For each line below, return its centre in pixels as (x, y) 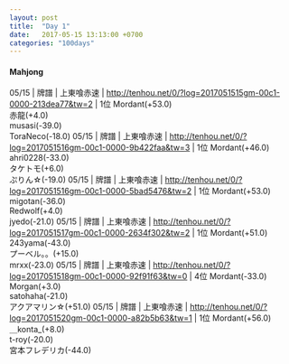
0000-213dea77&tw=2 (51, 104)
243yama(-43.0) (40, 243)
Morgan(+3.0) (35, 286)
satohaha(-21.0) (39, 296)
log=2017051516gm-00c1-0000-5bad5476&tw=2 (101, 191)
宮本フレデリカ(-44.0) (51, 350)
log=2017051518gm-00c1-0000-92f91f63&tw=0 (98, 276)
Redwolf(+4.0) (36, 211)
